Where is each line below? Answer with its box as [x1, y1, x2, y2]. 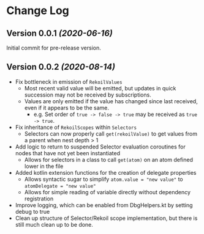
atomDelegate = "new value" [24, 183, 96, 189]
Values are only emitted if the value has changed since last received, [24, 97, 198, 104]
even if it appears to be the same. [24, 104, 109, 111]
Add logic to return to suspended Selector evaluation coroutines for [15, 143, 186, 150]
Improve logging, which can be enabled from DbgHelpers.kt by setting [15, 201, 193, 208]
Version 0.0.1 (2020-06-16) [6, 28, 113, 38]
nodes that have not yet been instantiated [15, 149, 121, 156]
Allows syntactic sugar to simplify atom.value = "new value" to [24, 175, 183, 183]
